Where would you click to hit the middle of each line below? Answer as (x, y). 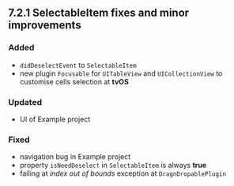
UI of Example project (55, 119)
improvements (45, 26)
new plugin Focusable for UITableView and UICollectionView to (121, 73)
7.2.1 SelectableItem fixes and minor (99, 13)
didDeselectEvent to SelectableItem (78, 65)
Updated (25, 102)
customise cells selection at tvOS (74, 81)
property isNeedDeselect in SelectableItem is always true (113, 166)
